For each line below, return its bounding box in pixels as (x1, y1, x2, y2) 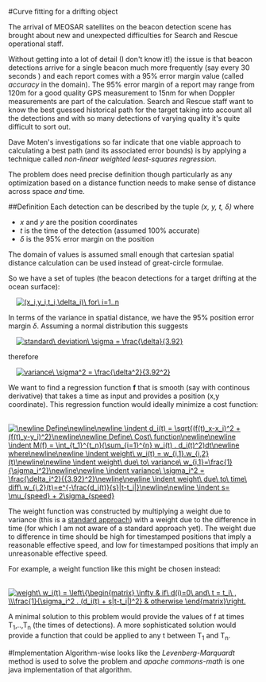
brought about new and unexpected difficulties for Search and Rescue (8, 31, 238, 40)
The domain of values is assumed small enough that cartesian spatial (8, 250, 234, 259)
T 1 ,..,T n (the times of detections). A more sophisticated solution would (8, 620, 237, 631)
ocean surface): (8, 282, 60, 291)
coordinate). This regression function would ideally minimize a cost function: (8, 400, 259, 409)
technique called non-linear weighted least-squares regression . (8, 154, 217, 164)
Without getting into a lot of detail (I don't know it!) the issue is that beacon (8, 55, 253, 64)
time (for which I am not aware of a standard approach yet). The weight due (8, 524, 256, 533)
